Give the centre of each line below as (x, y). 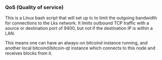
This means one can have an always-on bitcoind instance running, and (76, 43)
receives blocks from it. (29, 53)
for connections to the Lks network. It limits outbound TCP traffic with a (77, 23)
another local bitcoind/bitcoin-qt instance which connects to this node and (80, 48)
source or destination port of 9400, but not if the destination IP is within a (79, 28)
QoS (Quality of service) (34, 7)
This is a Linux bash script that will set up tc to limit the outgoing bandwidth (81, 18)
